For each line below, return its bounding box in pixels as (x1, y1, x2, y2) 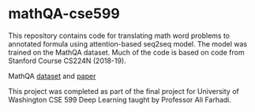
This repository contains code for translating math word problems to (8, 31, 231, 40)
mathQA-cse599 (8, 5, 120, 23)
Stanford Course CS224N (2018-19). (8, 56, 126, 65)
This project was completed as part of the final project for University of (8, 86, 239, 95)
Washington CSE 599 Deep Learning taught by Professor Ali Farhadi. (8, 95, 231, 104)
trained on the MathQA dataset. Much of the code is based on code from (8, 47, 245, 57)
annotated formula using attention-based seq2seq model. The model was (8, 39, 248, 48)
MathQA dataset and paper (8, 71, 96, 80)
